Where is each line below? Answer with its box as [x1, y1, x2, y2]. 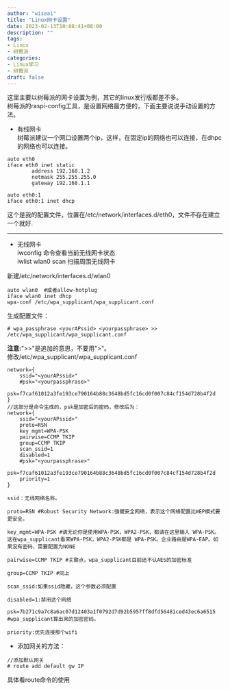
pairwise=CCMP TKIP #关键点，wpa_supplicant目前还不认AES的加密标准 [7, 556, 192, 564]
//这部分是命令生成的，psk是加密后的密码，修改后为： [7, 404, 140, 411]
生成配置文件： [7, 312, 49, 320]
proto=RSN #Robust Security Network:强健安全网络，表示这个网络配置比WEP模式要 [7, 508, 220, 515]
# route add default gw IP [7, 663, 84, 670]
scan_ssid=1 [19, 446, 53, 453]
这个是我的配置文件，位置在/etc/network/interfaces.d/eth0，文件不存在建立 [7, 210, 220, 219]
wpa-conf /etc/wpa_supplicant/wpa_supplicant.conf [7, 299, 155, 306]
